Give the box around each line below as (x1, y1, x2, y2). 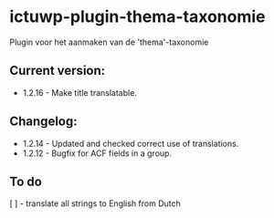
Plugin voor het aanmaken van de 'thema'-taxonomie (9, 36, 209, 47)
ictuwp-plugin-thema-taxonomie (9, 6, 267, 27)
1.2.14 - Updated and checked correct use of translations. (22, 138, 239, 149)
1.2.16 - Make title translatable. (22, 87, 137, 98)
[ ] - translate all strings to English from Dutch (9, 198, 181, 209)
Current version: (9, 63, 106, 78)
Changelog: (9, 114, 78, 130)
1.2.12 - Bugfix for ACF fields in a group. (22, 148, 172, 159)
